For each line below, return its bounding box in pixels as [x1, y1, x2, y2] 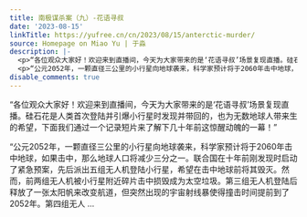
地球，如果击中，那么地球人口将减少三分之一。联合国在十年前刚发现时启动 [16, 152, 298, 163]
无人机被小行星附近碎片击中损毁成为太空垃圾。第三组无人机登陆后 [48, 175, 298, 186]
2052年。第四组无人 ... [9, 198, 95, 209]
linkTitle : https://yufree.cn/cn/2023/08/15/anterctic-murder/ [9, 30, 256, 39]
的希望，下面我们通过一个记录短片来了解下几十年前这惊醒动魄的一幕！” [9, 121, 278, 132]
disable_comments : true [9, 73, 101, 82]
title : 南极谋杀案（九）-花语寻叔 [9, 13, 124, 23]
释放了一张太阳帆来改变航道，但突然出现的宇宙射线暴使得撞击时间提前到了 [9, 186, 290, 197]
